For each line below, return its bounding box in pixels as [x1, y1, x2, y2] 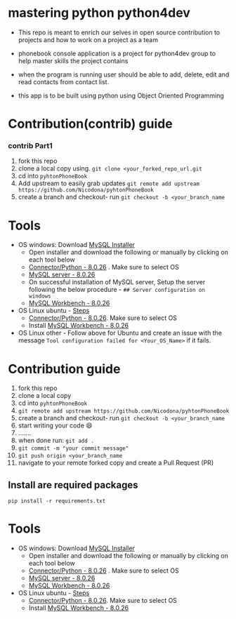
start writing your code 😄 [18, 421, 93, 430]
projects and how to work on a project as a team [18, 35, 159, 44]
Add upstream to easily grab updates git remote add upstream [18, 179, 199, 187]
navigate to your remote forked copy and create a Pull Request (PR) [18, 458, 214, 467]
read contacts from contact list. [18, 77, 110, 86]
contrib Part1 [8, 141, 53, 151]
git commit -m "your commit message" [18, 445, 129, 452]
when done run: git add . [18, 437, 94, 445]
